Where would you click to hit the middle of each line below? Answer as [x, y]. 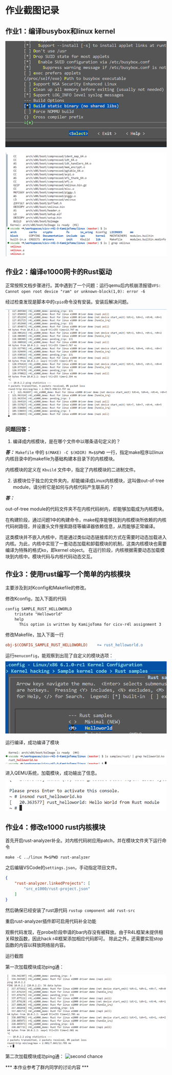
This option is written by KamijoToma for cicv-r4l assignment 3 [90, 624]
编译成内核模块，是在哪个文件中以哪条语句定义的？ [67, 441]
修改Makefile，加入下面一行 [35, 635]
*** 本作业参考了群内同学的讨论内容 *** [47, 1067]
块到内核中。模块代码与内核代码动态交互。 [50, 556]
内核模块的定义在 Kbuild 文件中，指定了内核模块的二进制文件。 [72, 469]
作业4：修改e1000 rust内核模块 [56, 827]
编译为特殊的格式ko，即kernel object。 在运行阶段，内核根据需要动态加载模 [85, 550]
